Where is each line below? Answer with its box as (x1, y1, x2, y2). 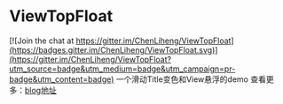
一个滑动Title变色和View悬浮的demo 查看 (115, 73, 266, 85)
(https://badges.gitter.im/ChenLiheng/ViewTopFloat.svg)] (9, 44, 218, 55)
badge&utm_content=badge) (9, 73, 114, 85)
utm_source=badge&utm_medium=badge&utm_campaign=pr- (9, 63, 236, 74)
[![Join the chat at (9, 35, 75, 46)
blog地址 (25, 85, 57, 95)
